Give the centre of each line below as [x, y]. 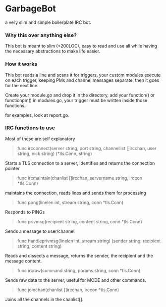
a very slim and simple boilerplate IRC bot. [48, 22]
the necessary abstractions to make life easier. [53, 51]
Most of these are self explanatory [40, 139]
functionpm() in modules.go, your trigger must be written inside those [76, 100]
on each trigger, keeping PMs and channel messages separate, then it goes [82, 80]
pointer [12, 168]
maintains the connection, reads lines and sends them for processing [76, 193]
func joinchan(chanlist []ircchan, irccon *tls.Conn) [68, 290]
